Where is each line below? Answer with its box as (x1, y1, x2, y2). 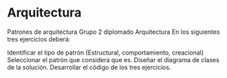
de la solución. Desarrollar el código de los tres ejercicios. (7, 63, 171, 71)
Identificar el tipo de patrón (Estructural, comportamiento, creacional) (7, 48, 204, 57)
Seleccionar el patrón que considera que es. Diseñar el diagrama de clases (7, 55, 220, 64)
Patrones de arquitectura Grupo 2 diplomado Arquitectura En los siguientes (7, 28, 220, 36)
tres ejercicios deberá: (7, 35, 71, 43)
